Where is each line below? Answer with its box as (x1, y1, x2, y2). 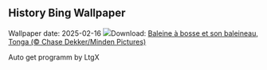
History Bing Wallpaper (8, 6, 126, 20)
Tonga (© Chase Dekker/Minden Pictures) (8, 37, 147, 46)
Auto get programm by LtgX (8, 52, 100, 62)
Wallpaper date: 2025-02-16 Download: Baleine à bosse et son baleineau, (8, 28, 259, 38)
